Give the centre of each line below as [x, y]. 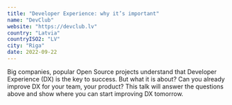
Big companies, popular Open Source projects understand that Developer [112, 71]
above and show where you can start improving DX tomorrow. [95, 93]
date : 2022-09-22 [32, 52]
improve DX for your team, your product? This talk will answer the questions [115, 86]
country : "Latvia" [34, 33]
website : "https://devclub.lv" [52, 26]
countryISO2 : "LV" [34, 39]
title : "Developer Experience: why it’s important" [83, 13]
